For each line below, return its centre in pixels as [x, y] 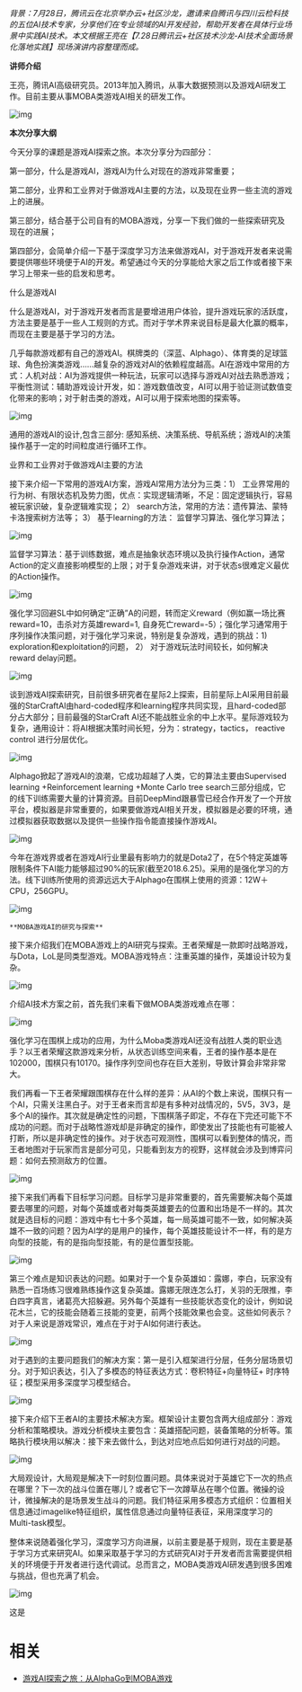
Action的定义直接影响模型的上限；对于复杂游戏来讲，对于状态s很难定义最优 [149, 565]
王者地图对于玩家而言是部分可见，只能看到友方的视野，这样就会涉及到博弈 [147, 1149]
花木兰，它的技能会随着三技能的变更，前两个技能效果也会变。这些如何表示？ [151, 1312]
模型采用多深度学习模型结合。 [80, 1382]
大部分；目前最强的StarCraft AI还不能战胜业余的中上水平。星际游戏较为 [157, 717]
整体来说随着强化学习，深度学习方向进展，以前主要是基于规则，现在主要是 [147, 1542]
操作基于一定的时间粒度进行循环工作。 [80, 446]
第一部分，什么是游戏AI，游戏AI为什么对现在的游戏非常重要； [123, 171]
